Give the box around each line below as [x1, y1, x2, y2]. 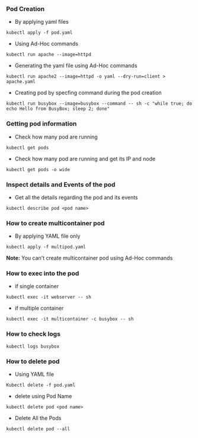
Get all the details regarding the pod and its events [14, 194, 138, 201]
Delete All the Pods [14, 415, 62, 422]
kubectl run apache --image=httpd [6, 52, 92, 58]
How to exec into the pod [6, 269, 79, 278]
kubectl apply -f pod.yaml [6, 30, 73, 36]
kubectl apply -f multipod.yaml [6, 244, 86, 250]
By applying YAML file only [14, 232, 81, 240]
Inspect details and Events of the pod [6, 180, 116, 188]
